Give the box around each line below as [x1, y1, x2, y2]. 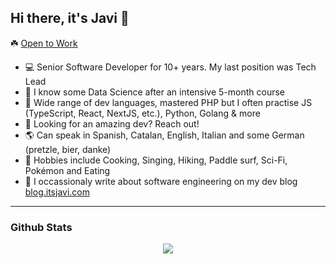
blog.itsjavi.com [24, 186, 90, 198]
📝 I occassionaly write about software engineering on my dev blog [24, 175, 298, 187]
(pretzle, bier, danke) [24, 143, 112, 155]
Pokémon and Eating [24, 164, 111, 176]
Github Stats [10, 220, 73, 234]
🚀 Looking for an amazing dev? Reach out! [24, 117, 200, 130]
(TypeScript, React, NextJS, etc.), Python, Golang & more [24, 107, 261, 119]
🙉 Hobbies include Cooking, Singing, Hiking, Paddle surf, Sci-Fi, [24, 154, 288, 166]
